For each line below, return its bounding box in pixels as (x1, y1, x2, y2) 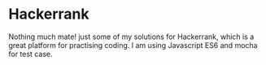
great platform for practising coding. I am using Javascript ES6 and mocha (8, 40, 258, 50)
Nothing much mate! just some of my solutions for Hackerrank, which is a (8, 32, 255, 41)
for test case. (8, 49, 53, 58)
